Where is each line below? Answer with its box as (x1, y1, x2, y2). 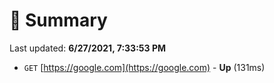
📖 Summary (9, 9, 108, 32)
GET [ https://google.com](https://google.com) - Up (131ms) (23, 61, 266, 73)
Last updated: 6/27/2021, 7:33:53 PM (9, 42, 166, 54)
